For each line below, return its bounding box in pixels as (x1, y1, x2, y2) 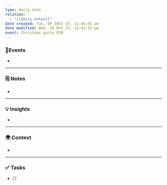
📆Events (5, 47, 26, 54)
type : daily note (5, 7, 41, 12)
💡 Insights (5, 105, 30, 112)
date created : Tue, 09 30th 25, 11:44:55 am (5, 21, 99, 26)
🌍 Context (5, 134, 31, 141)
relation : (5, 12, 26, 17)
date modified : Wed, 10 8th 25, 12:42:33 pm (5, 26, 99, 31)
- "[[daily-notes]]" (9, 16, 52, 21)
